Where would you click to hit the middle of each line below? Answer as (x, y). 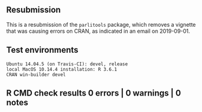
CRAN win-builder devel (36, 74)
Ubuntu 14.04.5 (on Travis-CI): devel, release (67, 64)
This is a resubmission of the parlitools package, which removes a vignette (101, 24)
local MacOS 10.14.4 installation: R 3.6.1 (62, 69)
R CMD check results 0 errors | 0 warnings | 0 (94, 93)
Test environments (42, 50)
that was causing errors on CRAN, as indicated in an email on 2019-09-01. (98, 31)
